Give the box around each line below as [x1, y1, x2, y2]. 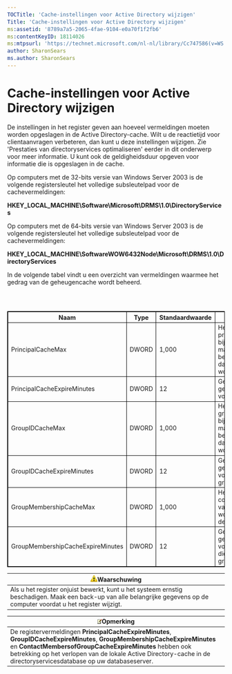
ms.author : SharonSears [7, 55, 76, 62]
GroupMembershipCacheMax [11, 503, 95, 511]
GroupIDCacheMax [11, 424, 66, 432]
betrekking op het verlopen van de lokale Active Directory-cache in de [10, 649, 211, 657]
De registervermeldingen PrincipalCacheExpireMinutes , [10, 627, 171, 635]
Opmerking [101, 617, 135, 626]
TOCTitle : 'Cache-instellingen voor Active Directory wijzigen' [7, 11, 196, 18]
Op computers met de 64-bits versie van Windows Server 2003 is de [7, 222, 204, 230]
